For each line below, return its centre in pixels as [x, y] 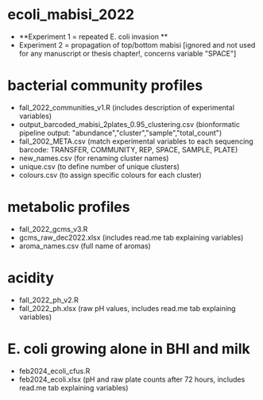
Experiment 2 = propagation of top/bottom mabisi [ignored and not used [137, 44]
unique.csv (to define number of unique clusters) [99, 166]
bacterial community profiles [105, 86]
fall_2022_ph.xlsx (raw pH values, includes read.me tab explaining [127, 308]
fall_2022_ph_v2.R [48, 300]
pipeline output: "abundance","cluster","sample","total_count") [120, 133]
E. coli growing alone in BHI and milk [129, 349]
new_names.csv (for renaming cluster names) [94, 158]
